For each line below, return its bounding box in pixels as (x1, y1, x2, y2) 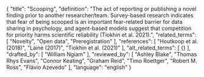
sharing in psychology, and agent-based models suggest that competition (6, 24, 192, 32)
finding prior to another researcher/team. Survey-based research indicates (6, 12, 194, 19)
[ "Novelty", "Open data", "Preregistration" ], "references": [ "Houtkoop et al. (6, 38, 199, 45)
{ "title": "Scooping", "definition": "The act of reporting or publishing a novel (6, 5, 197, 12)
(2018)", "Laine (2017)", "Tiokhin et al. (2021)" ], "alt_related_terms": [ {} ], (6, 44, 191, 51)
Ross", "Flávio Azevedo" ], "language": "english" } (6, 64, 132, 71)
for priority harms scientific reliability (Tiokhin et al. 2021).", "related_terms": (6, 31, 197, 38)
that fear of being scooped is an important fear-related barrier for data (6, 18, 183, 25)
